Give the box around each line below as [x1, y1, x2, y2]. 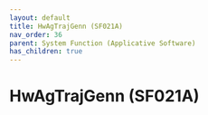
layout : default [9, 13, 71, 23]
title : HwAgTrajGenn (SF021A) [9, 22, 124, 31]
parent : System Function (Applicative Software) [9, 38, 196, 48]
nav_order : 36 [9, 30, 63, 39]
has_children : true [9, 47, 83, 56]
